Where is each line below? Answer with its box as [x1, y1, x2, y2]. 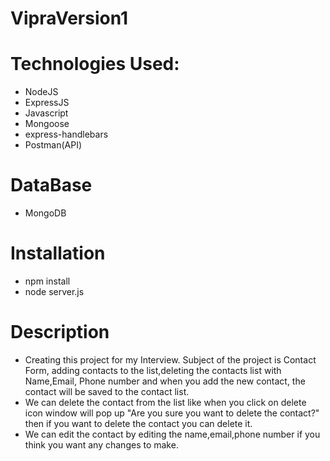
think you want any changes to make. [24, 438, 179, 451]
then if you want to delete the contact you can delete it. [24, 417, 253, 429]
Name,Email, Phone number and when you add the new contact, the [24, 375, 306, 387]
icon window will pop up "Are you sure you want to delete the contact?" [24, 407, 320, 419]
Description [10, 321, 110, 344]
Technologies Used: [10, 53, 180, 76]
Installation [10, 242, 106, 265]
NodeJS [24, 86, 59, 98]
